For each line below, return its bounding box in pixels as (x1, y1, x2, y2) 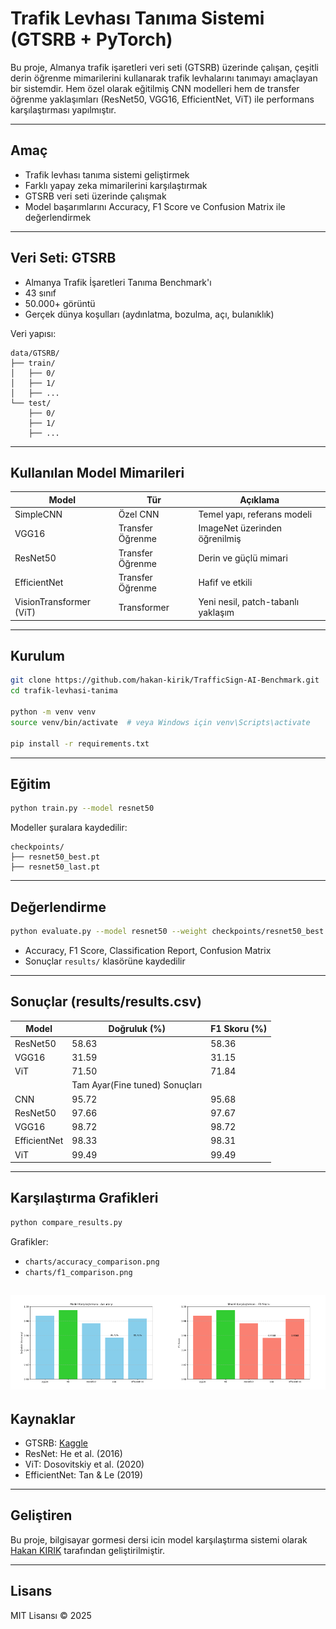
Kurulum (10, 648, 66, 665)
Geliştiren (10, 1507, 73, 1524)
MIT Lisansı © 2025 (10, 1609, 92, 1621)
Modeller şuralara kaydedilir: (10, 822, 128, 834)
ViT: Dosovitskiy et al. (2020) (24, 1458, 145, 1471)
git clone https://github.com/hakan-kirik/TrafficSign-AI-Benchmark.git (10, 675, 320, 686)
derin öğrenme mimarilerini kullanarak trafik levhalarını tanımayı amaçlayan (10, 72, 318, 84)
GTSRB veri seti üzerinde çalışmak (24, 190, 167, 202)
